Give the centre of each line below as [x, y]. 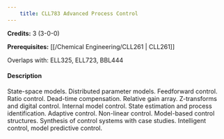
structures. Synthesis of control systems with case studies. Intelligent [107, 120]
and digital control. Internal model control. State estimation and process [110, 106]
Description [25, 76]
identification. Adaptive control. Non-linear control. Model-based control [111, 113]
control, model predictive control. [55, 128]
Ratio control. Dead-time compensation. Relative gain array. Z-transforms [112, 98]
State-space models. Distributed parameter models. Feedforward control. [112, 91]
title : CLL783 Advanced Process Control [79, 13]
